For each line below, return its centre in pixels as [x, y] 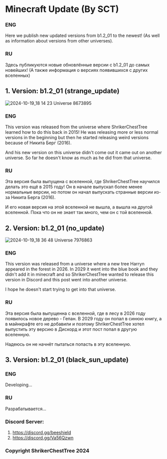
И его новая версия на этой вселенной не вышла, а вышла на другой [79, 207]
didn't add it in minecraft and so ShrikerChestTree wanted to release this [80, 274]
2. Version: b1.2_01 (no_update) [55, 228]
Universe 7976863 [73, 240]
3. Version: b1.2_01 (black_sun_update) [67, 359]
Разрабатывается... [26, 409]
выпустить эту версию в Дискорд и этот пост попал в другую [71, 329]
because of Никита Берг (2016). [38, 143]
